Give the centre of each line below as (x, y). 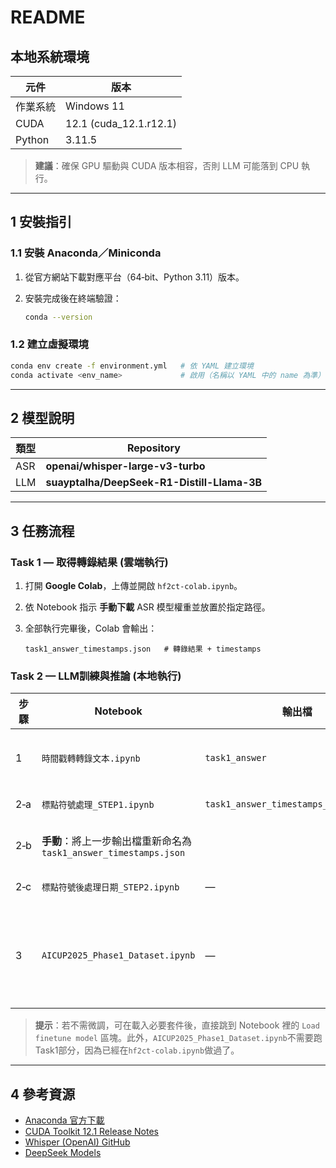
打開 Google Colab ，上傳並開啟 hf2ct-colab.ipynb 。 (133, 586)
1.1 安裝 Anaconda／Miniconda (86, 253)
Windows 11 (95, 106)
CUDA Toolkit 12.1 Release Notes (92, 1132)
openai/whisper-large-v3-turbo (125, 466)
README (48, 17)
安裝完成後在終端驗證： (73, 298)
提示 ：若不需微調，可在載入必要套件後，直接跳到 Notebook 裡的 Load (177, 1025)
